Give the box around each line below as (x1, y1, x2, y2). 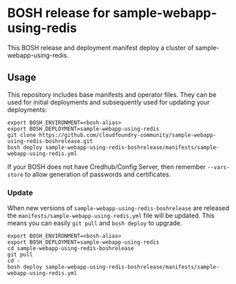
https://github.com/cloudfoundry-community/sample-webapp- (38, 131, 217, 139)
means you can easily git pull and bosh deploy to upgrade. (7, 219, 182, 227)
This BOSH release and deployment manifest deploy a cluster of (7, 43, 194, 52)
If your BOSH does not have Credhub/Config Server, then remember (7, 162, 206, 171)
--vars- (207, 164, 230, 171)
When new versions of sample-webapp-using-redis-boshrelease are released (7, 204, 230, 212)
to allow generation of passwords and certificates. (24, 170, 171, 178)
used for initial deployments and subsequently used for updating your (7, 98, 210, 106)
